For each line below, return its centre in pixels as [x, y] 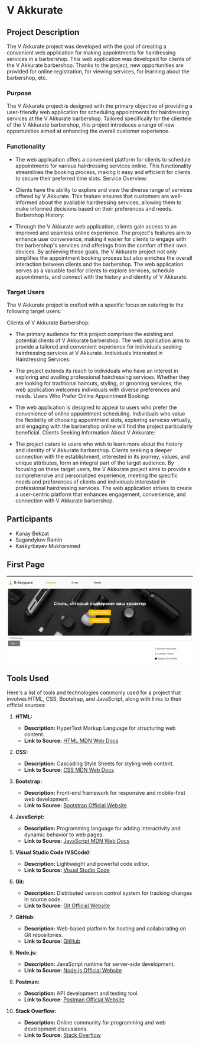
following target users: [34, 311]
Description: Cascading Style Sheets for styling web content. [99, 763]
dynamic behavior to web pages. [64, 834]
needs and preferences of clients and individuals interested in [90, 481]
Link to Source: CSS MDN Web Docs [69, 770]
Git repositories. [44, 935]
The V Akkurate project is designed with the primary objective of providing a [99, 106]
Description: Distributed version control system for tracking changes [108, 893]
